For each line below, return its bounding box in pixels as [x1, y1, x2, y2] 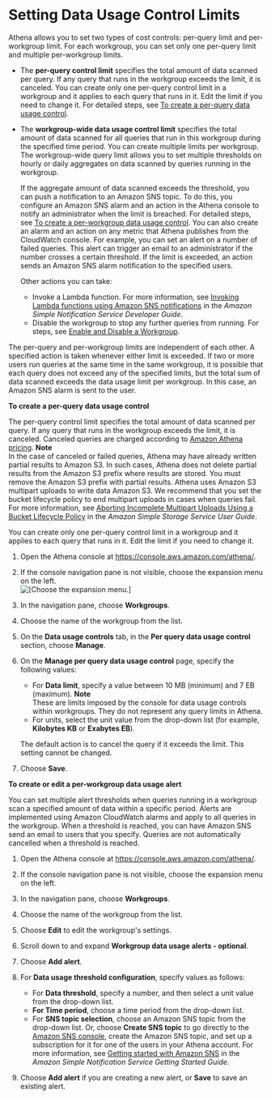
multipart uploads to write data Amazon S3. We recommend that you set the [8, 485, 261, 496]
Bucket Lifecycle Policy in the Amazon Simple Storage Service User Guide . [8, 511, 257, 521]
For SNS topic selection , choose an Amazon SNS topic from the [32, 1014, 247, 1024]
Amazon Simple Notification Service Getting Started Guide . [32, 1057, 230, 1067]
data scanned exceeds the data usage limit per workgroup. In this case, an [8, 376, 257, 386]
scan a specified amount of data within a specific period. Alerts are [8, 803, 232, 813]
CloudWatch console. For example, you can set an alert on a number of [19, 234, 257, 244]
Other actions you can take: [19, 276, 113, 285]
